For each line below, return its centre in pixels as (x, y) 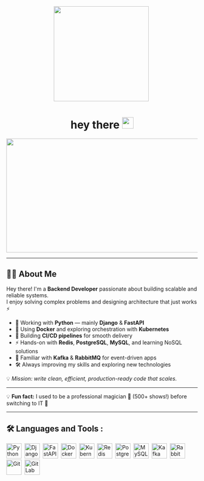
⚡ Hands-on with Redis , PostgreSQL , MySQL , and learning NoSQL (98, 342)
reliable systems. (27, 295)
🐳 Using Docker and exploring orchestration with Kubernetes (92, 329)
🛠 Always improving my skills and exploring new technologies (93, 364)
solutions (26, 351)
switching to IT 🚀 (27, 403)
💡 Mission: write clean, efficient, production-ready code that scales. (92, 378)
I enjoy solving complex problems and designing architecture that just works (102, 302)
